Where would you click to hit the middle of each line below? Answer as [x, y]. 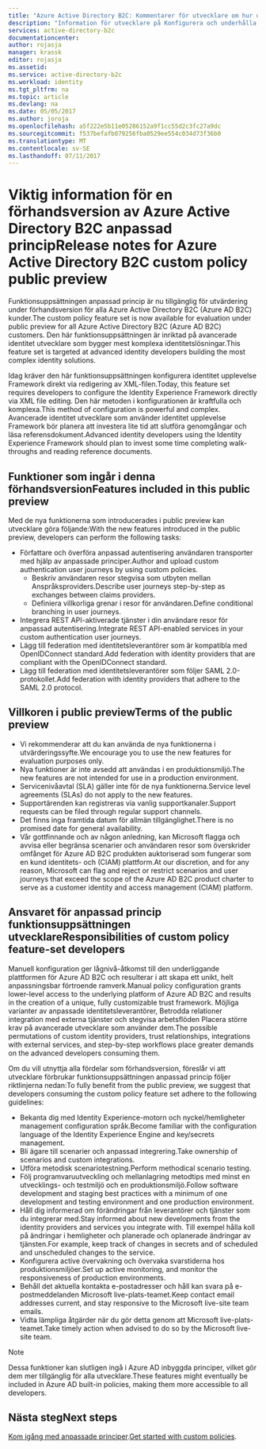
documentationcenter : [44, 38]
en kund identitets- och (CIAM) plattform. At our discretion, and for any [134, 862]
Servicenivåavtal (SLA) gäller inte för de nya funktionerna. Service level [135, 786]
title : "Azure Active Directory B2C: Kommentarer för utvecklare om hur [131, 15]
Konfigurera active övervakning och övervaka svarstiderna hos [122, 1261]
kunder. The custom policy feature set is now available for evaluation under [130, 318]
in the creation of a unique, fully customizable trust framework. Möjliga [123, 1002]
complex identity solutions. [52, 360]
